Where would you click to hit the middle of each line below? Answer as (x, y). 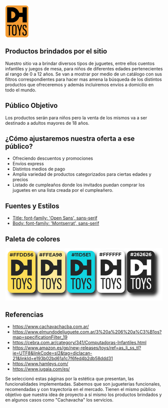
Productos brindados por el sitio (56, 51)
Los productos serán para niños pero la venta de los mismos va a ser (76, 117)
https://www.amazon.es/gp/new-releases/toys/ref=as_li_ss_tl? (77, 348)
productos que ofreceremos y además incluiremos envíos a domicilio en (79, 84)
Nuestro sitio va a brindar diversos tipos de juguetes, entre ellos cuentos (80, 63)
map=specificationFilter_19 (40, 337)
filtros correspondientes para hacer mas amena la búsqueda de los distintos (83, 79)
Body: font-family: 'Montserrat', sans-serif (56, 223)
